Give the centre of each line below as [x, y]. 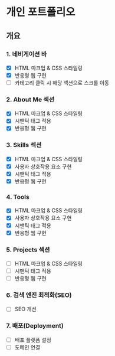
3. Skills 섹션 [24, 145]
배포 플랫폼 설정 [33, 339]
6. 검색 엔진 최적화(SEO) [39, 295]
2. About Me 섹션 [30, 99]
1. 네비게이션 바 [27, 54]
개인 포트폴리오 [41, 12]
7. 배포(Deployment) [35, 326]
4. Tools [18, 197]
